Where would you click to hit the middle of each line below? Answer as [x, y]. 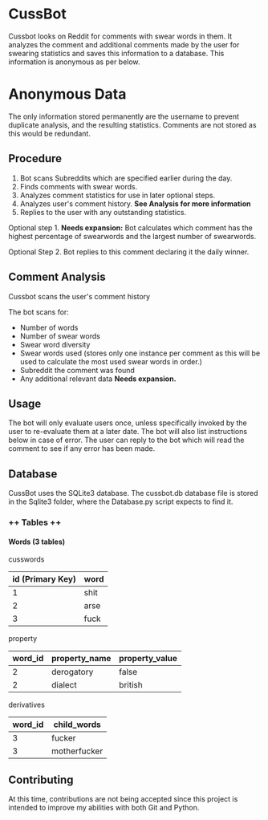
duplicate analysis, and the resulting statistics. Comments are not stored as [132, 124]
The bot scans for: [39, 312]
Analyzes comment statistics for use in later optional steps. [117, 195]
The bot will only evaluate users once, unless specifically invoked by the [128, 423]
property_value [148, 659]
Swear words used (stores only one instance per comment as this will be [140, 353]
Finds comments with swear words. [79, 186]
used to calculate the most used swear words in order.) [111, 361]
